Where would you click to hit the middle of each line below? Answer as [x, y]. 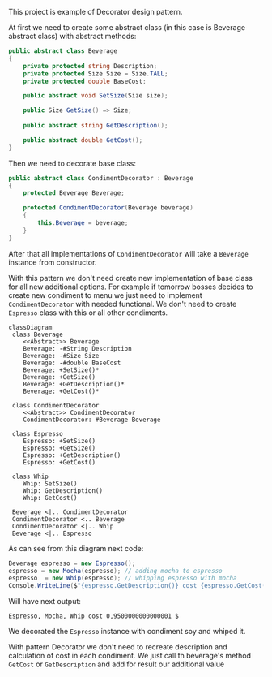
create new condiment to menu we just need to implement [105, 295]
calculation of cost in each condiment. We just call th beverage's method [130, 656]
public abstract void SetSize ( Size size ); [96, 96]
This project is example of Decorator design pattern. [96, 12]
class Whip [30, 476]
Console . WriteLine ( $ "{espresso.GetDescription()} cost [103, 586]
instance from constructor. [53, 262]
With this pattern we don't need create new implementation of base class [130, 278]
